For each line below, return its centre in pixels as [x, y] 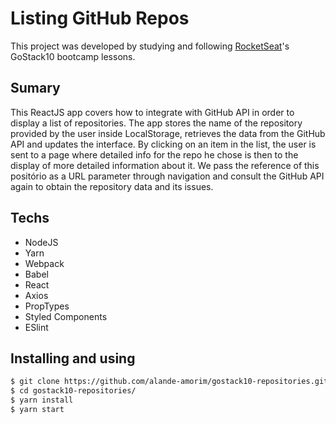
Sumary [35, 88]
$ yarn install [42, 400]
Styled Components [66, 316]
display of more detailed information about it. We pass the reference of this [165, 165]
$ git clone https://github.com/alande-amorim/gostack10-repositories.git [169, 382]
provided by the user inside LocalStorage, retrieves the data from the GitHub [168, 133]
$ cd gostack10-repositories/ [73, 391]
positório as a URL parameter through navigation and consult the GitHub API [167, 176]
